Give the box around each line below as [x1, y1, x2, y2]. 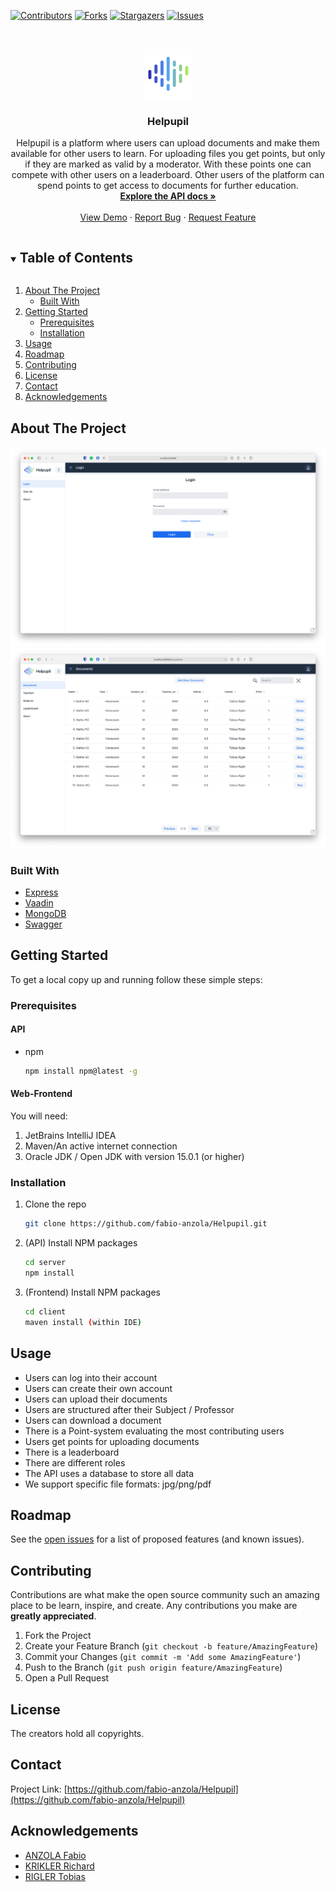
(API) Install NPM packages [24, 1237, 138, 1249]
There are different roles [24, 1456, 126, 1469]
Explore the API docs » [119, 190, 217, 202]
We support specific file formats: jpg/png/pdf [24, 1478, 212, 1490]
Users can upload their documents [24, 1393, 168, 1405]
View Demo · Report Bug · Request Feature [79, 211, 257, 224]
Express [24, 886, 59, 899]
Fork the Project [24, 1630, 92, 1642]
